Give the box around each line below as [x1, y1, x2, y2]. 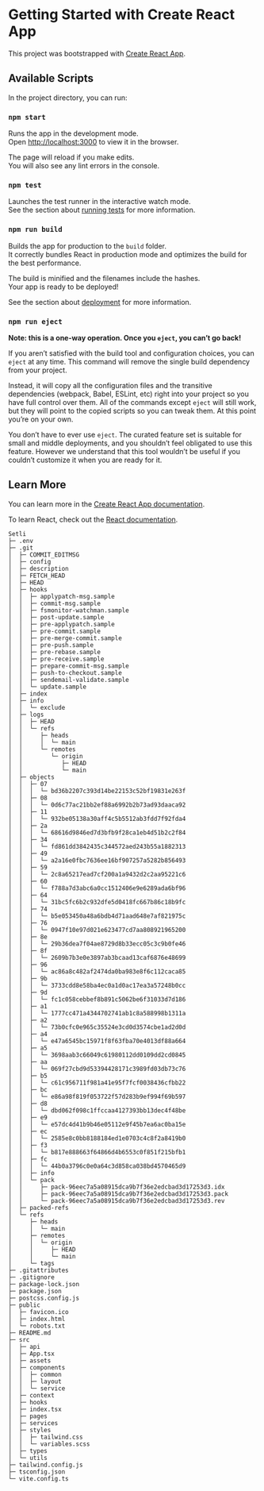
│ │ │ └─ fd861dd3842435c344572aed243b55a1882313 [8, 842, 186, 850]
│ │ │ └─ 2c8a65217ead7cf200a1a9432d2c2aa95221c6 [8, 870, 186, 878]
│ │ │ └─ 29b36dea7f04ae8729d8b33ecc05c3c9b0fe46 [8, 939, 186, 948]
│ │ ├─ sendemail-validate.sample [8, 676, 129, 684]
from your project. [8, 365, 67, 375]
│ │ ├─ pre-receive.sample [8, 655, 105, 663]
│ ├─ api [8, 1343, 41, 1350]
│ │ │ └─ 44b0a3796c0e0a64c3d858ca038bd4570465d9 [8, 1162, 186, 1170]
